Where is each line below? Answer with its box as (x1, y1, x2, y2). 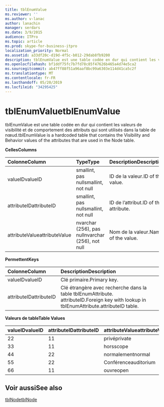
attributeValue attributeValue (7, 232, 72, 239)
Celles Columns (5, 147, 37, 153)
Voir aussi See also (5, 383, 62, 392)
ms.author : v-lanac (5, 16, 45, 21)
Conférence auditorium (103, 359, 156, 366)
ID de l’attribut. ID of (109, 199, 154, 206)
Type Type (76, 159, 100, 166)
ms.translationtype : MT (5, 71, 54, 76)
